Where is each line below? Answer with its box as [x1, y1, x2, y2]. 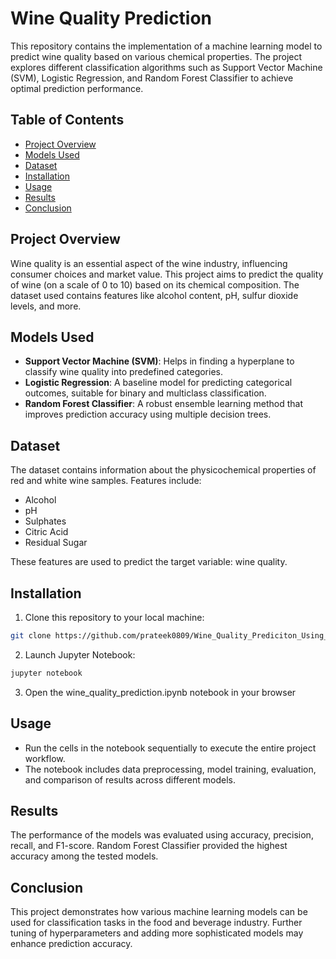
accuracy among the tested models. [10, 850, 159, 862]
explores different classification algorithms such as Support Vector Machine [10, 61, 323, 73]
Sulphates [24, 515, 67, 527]
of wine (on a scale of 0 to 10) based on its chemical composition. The [10, 278, 300, 291]
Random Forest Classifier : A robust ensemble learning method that [24, 398, 303, 410]
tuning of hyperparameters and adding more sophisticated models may [10, 927, 304, 939]
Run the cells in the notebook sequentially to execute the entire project [24, 742, 317, 754]
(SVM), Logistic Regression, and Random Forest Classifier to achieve [10, 72, 294, 84]
